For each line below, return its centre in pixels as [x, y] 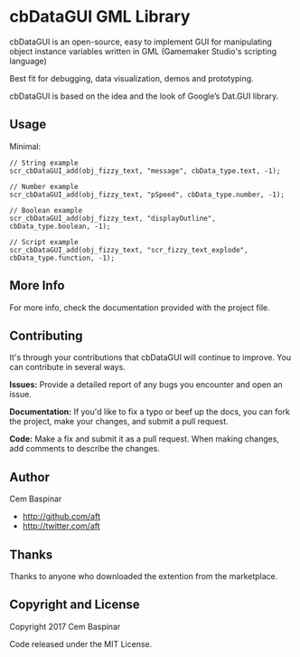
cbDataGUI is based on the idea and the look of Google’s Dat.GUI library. [144, 96]
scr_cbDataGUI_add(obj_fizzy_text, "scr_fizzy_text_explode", [129, 250]
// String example [44, 163]
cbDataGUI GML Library [100, 17]
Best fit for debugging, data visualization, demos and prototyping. [132, 78]
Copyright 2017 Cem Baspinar [65, 626]
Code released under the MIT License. [81, 643]
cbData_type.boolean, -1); [60, 226]
